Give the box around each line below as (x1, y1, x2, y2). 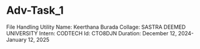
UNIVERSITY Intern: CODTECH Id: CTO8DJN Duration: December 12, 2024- (6, 29, 194, 36)
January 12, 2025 (6, 36, 49, 43)
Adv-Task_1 (6, 4, 64, 17)
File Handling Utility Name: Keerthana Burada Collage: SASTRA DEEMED (6, 23, 186, 30)
